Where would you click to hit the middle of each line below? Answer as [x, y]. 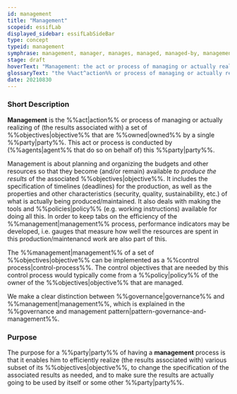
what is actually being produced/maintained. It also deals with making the [114, 201]
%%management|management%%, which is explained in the [96, 303]
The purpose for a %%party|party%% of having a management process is [116, 352]
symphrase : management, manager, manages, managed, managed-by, [104, 54]
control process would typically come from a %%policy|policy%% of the [113, 275]
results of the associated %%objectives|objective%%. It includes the [108, 178]
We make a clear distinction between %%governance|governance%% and [116, 296]
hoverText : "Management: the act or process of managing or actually [112, 66]
